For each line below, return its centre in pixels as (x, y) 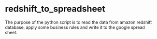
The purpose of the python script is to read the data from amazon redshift (78, 22)
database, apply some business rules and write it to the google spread (75, 27)
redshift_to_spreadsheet (55, 9)
